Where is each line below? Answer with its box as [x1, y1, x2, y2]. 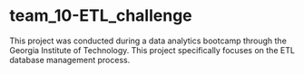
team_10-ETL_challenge [9, 5, 192, 26]
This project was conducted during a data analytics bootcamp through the [9, 35, 288, 46]
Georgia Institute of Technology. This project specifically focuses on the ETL [9, 44, 295, 55]
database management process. [9, 54, 131, 65]
